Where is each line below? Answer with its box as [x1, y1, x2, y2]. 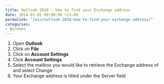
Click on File [12, 46, 39, 52]
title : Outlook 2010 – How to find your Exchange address [5, 7, 130, 13]
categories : [5, 21, 30, 27]
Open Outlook [12, 40, 43, 46]
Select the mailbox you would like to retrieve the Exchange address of [12, 62, 159, 68]
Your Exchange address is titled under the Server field [12, 73, 126, 79]
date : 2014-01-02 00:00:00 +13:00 [5, 12, 79, 17]
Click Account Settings [12, 57, 62, 63]
